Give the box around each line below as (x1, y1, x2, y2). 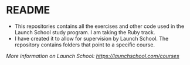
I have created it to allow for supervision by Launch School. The (14, 35, 169, 42)
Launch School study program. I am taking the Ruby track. (14, 28, 155, 35)
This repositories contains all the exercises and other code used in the (14, 23, 185, 30)
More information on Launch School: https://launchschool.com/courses (6, 52, 180, 59)
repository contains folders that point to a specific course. (14, 41, 155, 48)
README (6, 3, 50, 17)
